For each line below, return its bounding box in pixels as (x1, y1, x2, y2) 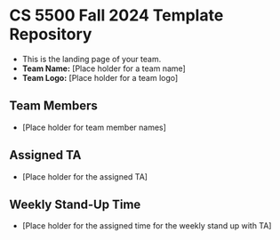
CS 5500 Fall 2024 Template (9, 5, 224, 26)
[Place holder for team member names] (21, 122, 167, 132)
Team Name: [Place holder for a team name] (21, 63, 187, 74)
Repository (9, 24, 92, 44)
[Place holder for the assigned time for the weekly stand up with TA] (21, 220, 272, 231)
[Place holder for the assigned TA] (21, 171, 148, 182)
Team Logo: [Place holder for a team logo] (21, 72, 179, 83)
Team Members (9, 99, 98, 114)
